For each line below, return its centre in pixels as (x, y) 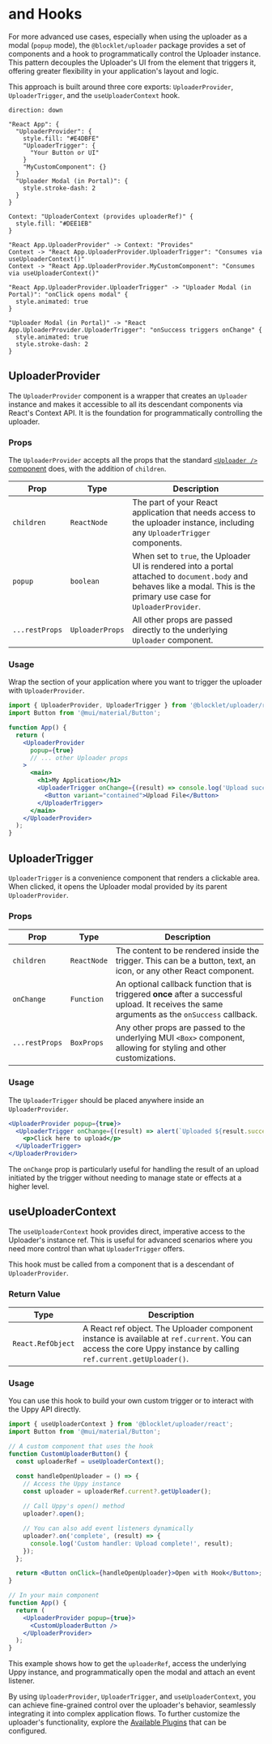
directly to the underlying (180, 630)
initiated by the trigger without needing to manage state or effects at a (125, 1178)
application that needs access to (194, 513)
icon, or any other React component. (185, 971)
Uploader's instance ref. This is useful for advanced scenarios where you (131, 1240)
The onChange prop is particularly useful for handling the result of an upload (134, 1169)
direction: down (36, 110)
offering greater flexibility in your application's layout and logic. (114, 71)
